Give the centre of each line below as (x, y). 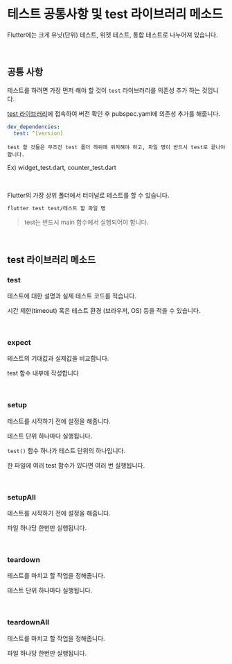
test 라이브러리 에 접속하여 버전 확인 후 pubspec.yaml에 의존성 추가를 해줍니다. (114, 113)
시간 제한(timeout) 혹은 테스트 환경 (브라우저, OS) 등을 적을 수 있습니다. (104, 311)
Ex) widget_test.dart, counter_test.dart (62, 167)
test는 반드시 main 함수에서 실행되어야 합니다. (86, 222)
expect (19, 342)
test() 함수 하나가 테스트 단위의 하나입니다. (66, 450)
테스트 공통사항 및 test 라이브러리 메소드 (115, 14)
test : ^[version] (38, 133)
